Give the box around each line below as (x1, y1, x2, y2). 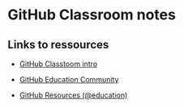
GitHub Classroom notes (7, 6, 176, 24)
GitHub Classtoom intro (19, 59, 98, 69)
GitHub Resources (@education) (19, 90, 128, 100)
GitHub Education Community (19, 75, 119, 84)
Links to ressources (7, 38, 109, 52)
